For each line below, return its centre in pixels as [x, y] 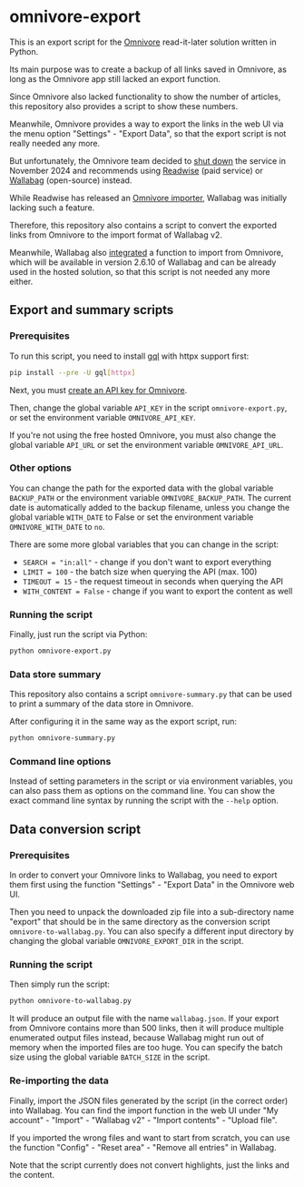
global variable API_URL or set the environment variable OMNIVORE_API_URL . [147, 444]
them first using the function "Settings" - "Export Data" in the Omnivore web [152, 885]
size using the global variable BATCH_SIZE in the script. [110, 1057]
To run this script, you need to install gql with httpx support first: [129, 356]
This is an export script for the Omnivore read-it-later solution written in [143, 42]
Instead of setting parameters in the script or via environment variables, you [151, 781]
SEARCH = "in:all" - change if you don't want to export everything [147, 562]
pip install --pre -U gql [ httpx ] [73, 372]
